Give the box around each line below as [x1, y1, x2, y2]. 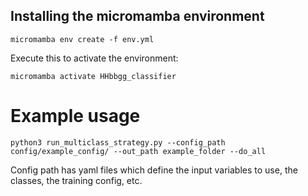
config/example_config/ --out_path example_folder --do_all [10, 146, 267, 156]
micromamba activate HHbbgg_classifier [10, 71, 177, 81]
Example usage [10, 105, 141, 127]
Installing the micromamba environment [10, 8, 265, 25]
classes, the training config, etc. [10, 174, 143, 186]
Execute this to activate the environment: [10, 52, 179, 64]
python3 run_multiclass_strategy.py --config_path [10, 137, 226, 148]
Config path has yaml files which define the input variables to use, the [10, 164, 298, 176]
